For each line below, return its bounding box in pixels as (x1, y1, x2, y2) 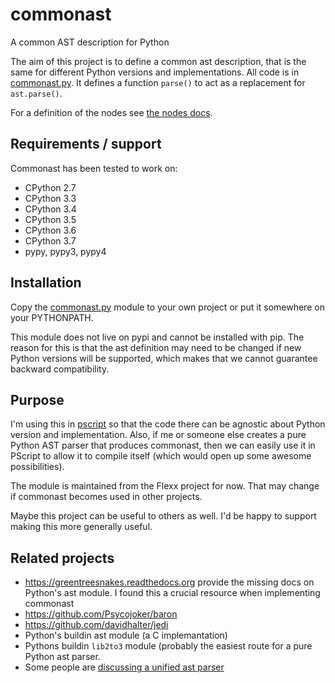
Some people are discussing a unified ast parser (24, 661, 225, 673)
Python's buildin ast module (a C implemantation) (24, 629, 228, 642)
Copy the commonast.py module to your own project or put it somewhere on (10, 301, 325, 313)
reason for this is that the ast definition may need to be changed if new (10, 341, 302, 353)
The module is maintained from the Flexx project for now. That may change (10, 480, 320, 492)
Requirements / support (10, 136, 162, 153)
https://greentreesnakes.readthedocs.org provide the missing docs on (24, 576, 315, 588)
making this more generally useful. (10, 521, 153, 533)
